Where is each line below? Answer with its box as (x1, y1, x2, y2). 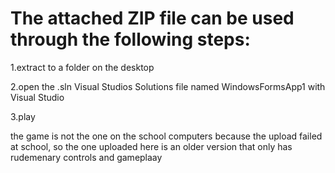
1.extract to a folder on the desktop (10, 61, 155, 73)
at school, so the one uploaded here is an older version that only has (10, 140, 293, 152)
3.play (10, 110, 36, 122)
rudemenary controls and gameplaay (10, 151, 163, 163)
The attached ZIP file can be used (10, 7, 295, 30)
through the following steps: (10, 28, 251, 51)
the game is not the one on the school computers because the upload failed (10, 130, 323, 142)
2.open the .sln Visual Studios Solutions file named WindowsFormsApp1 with (10, 80, 326, 92)
